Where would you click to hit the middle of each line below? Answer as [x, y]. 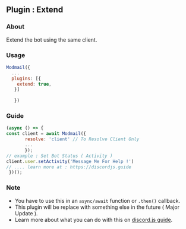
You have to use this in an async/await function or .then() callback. [97, 200]
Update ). [26, 213]
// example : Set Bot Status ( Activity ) [59, 156]
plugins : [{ [26, 79]
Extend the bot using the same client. [52, 40]
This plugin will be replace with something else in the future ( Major [97, 207]
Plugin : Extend [35, 10]
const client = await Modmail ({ [46, 134]
